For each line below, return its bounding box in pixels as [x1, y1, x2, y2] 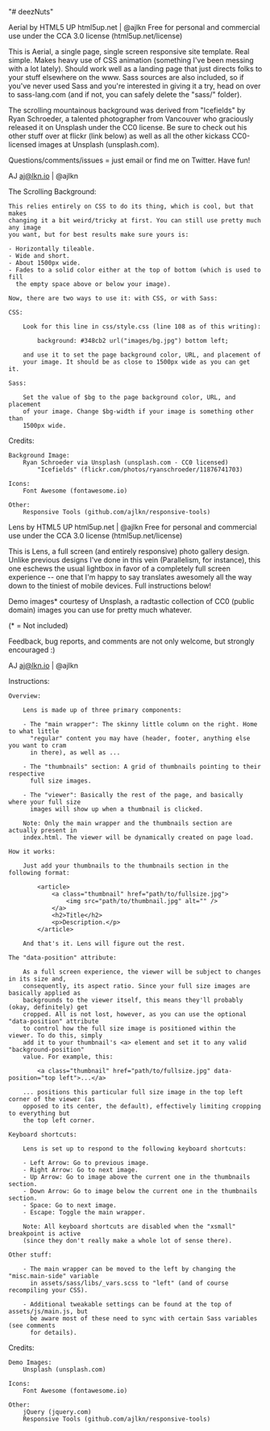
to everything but [8, 1109, 70, 1117]
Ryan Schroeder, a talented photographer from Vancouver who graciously [8, 114, 254, 124]
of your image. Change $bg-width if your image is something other [23, 407, 254, 416]
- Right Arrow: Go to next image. [23, 1166, 139, 1174]
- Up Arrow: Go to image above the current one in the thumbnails [23, 1173, 251, 1181]
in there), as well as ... [29, 749, 121, 757]
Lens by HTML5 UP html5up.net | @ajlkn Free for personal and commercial [8, 522, 257, 532]
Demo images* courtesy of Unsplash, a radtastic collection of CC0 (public [8, 597, 255, 606]
